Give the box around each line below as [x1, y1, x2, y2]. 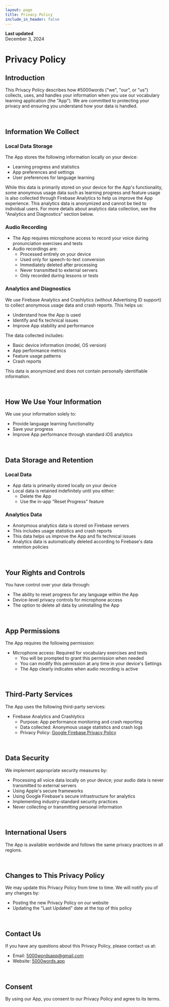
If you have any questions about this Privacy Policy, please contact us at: [5, 943, 156, 949]
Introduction [5, 74, 45, 82]
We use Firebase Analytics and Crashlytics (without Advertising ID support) [5, 297, 162, 303]
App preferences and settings [12, 169, 74, 175]
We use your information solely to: [5, 411, 76, 417]
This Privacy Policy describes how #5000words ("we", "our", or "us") [5, 87, 148, 93]
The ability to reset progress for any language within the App [12, 591, 139, 598]
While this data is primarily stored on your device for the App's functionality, [5, 185, 163, 191]
